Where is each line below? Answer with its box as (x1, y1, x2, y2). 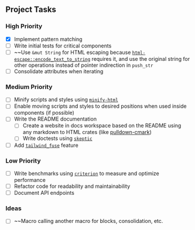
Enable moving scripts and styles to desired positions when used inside (13, 102, 187, 110)
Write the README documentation (13, 115, 97, 122)
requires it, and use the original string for (91, 55, 190, 62)
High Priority (5, 22, 43, 30)
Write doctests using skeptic (22, 135, 93, 142)
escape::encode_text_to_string (13, 56, 91, 62)
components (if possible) (13, 109, 74, 116)
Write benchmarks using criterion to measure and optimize (13, 170, 159, 177)
